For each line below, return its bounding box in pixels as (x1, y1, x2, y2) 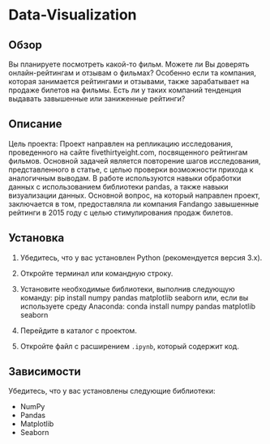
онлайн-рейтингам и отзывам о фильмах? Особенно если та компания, (8, 68, 257, 78)
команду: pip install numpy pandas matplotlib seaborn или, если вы (19, 292, 249, 302)
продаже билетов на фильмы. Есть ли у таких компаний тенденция (8, 85, 242, 95)
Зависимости (8, 365, 81, 378)
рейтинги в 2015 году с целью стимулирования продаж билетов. (8, 207, 234, 217)
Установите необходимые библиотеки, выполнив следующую (19, 284, 235, 293)
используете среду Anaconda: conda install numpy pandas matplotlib (19, 301, 255, 311)
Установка (8, 231, 65, 245)
